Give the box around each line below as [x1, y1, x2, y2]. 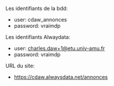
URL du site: [5, 62, 35, 69]
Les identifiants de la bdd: [5, 5, 68, 12]
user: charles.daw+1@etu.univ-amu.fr [13, 45, 105, 52]
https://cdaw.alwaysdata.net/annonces [13, 74, 108, 80]
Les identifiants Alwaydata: [5, 34, 71, 40]
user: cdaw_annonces [13, 16, 67, 23]
